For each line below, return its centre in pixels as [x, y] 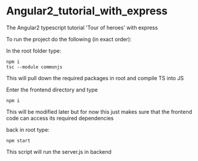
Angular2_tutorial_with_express [87, 11]
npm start [18, 141]
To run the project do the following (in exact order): [69, 39]
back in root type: [28, 129]
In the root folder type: [34, 51]
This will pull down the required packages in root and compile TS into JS [95, 78]
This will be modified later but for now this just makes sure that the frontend [99, 111]
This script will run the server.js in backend [59, 151]
